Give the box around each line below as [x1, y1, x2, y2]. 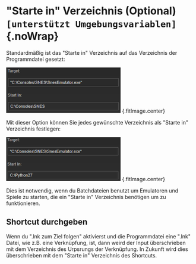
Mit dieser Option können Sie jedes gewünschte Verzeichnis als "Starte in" [6, 119, 189, 126]
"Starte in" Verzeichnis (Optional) [6, 4, 176, 18]
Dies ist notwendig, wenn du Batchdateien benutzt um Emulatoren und [6, 187, 179, 194]
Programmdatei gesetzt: [6, 55, 65, 63]
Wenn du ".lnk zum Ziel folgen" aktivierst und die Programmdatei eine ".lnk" [6, 232, 191, 240]
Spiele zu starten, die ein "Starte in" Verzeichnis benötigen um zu [6, 193, 166, 200]
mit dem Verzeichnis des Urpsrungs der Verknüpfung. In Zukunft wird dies [6, 246, 188, 253]
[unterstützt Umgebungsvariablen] [6, 19, 177, 30]
